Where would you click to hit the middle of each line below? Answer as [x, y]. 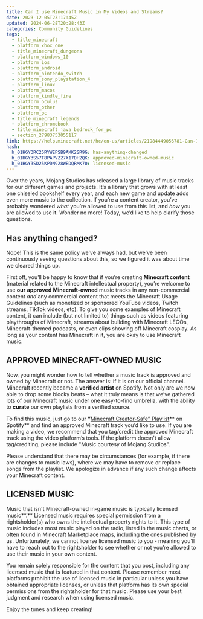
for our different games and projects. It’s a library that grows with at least [97, 187]
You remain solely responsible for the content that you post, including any [98, 565]
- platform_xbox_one [37, 46]
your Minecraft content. [36, 475]
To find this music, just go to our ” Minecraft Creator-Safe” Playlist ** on [95, 419]
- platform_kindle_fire [41, 96]
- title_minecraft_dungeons [47, 51]
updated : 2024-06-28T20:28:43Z [46, 23]
